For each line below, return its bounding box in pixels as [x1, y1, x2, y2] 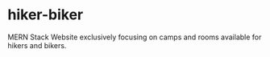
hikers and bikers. [7, 40, 67, 50]
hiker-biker [7, 6, 84, 24]
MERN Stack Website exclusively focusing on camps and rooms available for [7, 32, 262, 42]
